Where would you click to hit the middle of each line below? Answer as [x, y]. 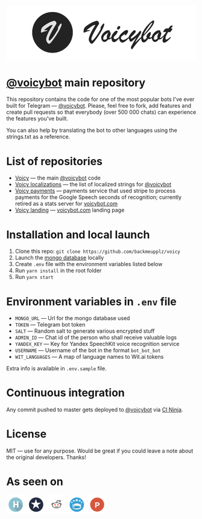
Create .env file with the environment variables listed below [89, 264]
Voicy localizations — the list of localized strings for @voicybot [93, 184]
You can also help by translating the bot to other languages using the [92, 130]
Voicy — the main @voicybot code [58, 178]
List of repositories [55, 161]
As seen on [35, 482]
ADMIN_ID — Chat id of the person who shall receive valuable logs [96, 338]
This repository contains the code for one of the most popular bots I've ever [100, 99]
